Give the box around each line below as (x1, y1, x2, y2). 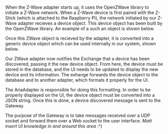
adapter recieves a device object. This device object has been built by (18, 20, 163, 26)
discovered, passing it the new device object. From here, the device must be (5, 61, 163, 67)
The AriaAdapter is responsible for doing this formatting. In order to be (5, 87, 151, 92)
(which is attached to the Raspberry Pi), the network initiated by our (17, 15, 156, 21)
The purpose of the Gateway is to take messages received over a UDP (5, 112, 150, 118)
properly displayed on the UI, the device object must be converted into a (5, 92, 155, 98)
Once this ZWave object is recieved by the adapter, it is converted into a (5, 35, 154, 41)
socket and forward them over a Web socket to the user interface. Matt (5, 118, 152, 123)
